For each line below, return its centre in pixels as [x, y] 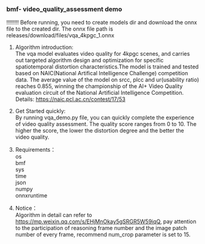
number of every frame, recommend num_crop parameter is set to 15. [103, 235]
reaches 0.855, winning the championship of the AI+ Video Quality [99, 86]
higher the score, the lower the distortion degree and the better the [100, 131]
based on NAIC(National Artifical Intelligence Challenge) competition [102, 73]
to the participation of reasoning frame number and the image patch [101, 228]
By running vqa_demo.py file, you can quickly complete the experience [105, 117]
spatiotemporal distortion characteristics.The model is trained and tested [107, 67]
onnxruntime [31, 196]
